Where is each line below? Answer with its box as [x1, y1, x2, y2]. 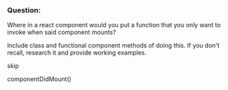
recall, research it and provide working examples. [7, 48, 147, 57]
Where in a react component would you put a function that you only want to [7, 21, 221, 29]
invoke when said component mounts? [7, 28, 117, 36]
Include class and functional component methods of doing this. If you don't [7, 42, 220, 50]
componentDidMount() [7, 75, 72, 83]
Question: [7, 5, 41, 15]
